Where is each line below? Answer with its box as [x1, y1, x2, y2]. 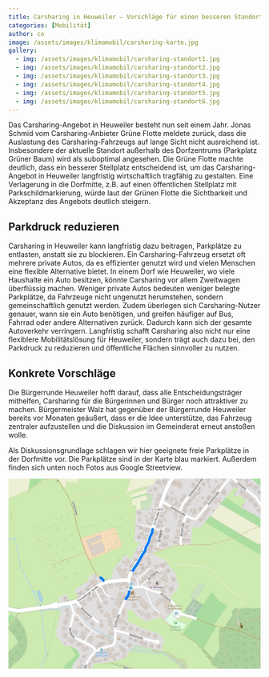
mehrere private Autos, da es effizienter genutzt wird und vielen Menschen [8, 258, 256, 268]
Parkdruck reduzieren [8, 220, 120, 234]
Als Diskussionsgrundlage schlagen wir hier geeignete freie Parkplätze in [8, 446, 250, 455]
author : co [8, 30, 45, 38]
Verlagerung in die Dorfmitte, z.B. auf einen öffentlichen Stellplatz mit [8, 180, 237, 190]
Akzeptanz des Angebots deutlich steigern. [8, 197, 151, 206]
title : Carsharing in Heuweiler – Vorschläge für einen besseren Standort [8, 13, 263, 21]
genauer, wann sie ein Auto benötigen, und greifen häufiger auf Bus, [8, 309, 234, 319]
